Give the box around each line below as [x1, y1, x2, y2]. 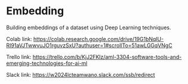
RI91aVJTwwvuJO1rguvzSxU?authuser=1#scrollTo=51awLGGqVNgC [6, 42, 173, 49]
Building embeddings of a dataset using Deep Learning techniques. [6, 24, 171, 31]
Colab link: [6, 35, 33, 42]
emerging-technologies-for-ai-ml [6, 60, 87, 67]
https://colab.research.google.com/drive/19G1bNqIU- [33, 35, 164, 42]
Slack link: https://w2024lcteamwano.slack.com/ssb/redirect [6, 71, 155, 78]
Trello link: [6, 53, 32, 60]
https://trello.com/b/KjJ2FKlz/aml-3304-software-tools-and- [32, 53, 182, 60]
